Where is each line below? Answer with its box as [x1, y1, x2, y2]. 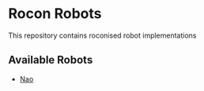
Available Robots [8, 53, 93, 67]
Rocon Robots [8, 5, 102, 23]
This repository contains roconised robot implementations [8, 31, 197, 40]
